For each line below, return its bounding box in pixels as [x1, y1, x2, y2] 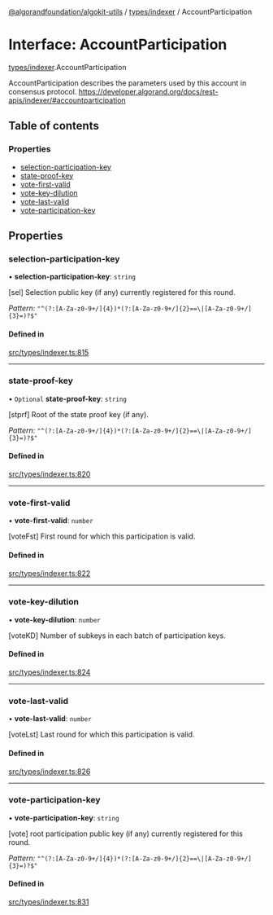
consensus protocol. [8, 86, 77, 96]
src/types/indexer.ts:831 [8, 897, 89, 907]
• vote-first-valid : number [8, 516, 93, 526]
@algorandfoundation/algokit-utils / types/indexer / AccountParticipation [8, 7, 253, 16]
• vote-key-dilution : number [8, 614, 102, 624]
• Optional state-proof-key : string [8, 394, 128, 403]
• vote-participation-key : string [8, 812, 119, 822]
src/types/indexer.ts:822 [8, 568, 91, 578]
